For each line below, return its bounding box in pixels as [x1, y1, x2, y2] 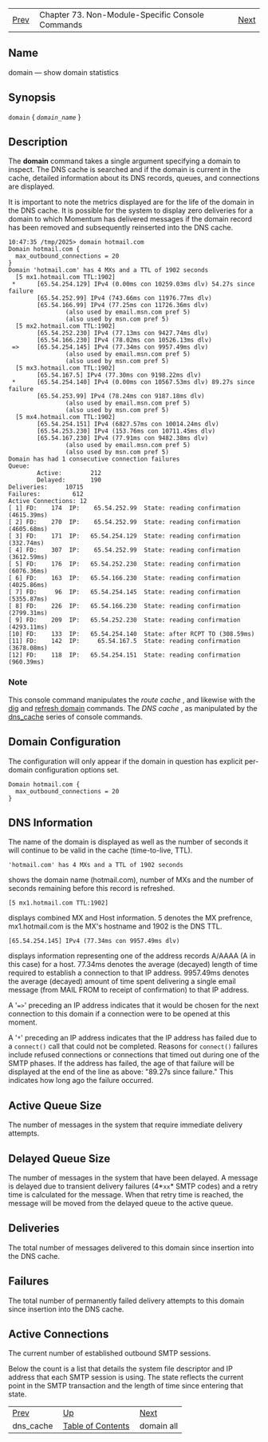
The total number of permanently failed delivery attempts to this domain [8, 1296, 245, 1305]
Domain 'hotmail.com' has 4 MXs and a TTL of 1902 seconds [8, 266, 209, 274]
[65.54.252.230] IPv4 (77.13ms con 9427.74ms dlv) [37, 330, 209, 338]
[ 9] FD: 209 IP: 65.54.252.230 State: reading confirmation [8, 616, 241, 625]
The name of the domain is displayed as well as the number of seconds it [8, 837, 249, 847]
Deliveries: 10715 [8, 483, 84, 491]
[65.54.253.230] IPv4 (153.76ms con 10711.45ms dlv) [37, 427, 216, 435]
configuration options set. [34, 765, 120, 774]
